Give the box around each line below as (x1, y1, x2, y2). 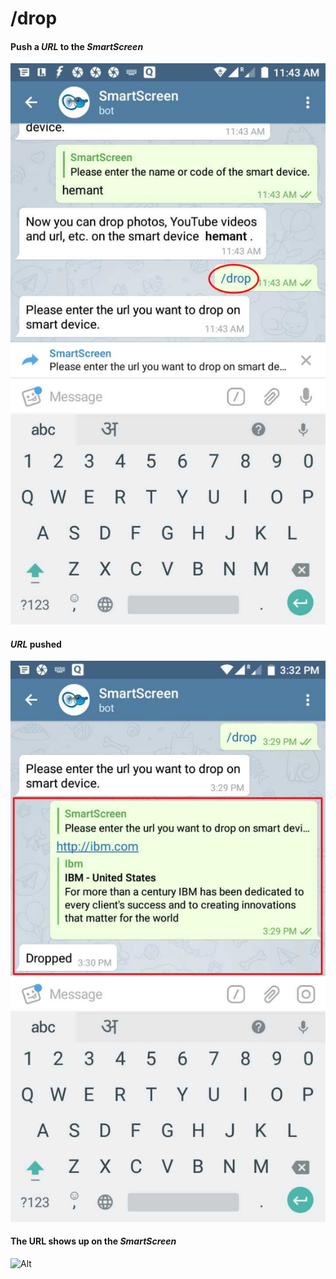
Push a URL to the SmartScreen (10, 40, 144, 52)
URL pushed (10, 638, 62, 650)
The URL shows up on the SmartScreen (10, 1235, 177, 1247)
